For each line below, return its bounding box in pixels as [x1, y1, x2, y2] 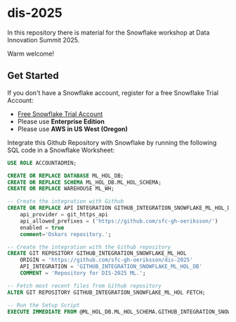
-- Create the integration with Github [7, 198, 124, 205]
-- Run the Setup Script [7, 302, 80, 309]
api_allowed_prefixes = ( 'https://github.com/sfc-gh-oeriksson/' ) [20, 217, 218, 225]
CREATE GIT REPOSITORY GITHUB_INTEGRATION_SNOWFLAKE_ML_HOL [7, 250, 188, 257]
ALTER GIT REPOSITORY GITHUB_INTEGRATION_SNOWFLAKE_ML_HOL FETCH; [7, 289, 206, 296]
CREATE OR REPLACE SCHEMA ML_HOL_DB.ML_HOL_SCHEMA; [7, 178, 162, 186]
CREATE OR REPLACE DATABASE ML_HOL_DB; [7, 172, 124, 179]
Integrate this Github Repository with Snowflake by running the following [7, 138, 217, 147]
